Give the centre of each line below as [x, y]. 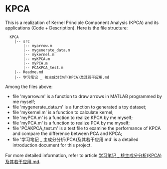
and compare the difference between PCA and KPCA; [67, 133]
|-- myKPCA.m [37, 59]
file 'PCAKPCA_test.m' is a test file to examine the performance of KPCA [86, 128]
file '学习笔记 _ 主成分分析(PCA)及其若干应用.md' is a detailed [75, 139]
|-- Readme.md [29, 72]
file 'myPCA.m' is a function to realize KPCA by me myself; [73, 117]
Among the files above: [29, 86]
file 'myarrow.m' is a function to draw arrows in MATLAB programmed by [87, 96]
